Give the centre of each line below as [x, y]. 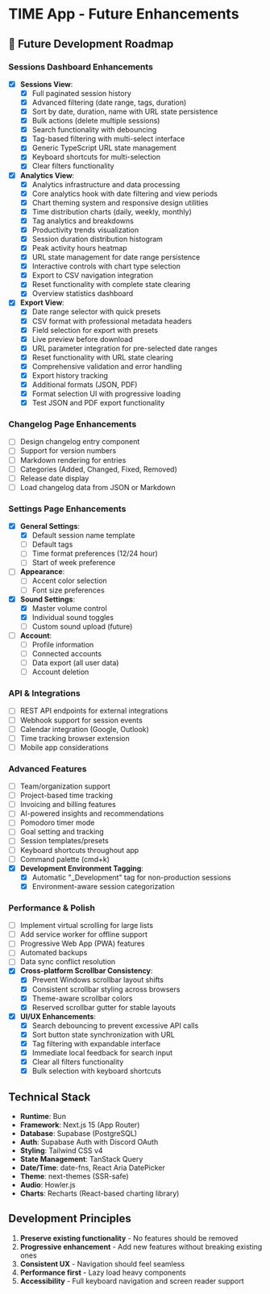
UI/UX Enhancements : [58, 1016]
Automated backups [54, 953]
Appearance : [42, 572]
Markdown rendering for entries [73, 460]
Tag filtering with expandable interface [96, 1043]
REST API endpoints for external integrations [94, 711]
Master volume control [69, 608]
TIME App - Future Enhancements [124, 14]
